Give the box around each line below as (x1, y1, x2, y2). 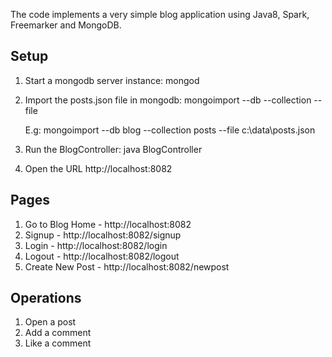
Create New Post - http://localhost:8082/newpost (24, 260, 230, 273)
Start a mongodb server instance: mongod (24, 74, 200, 86)
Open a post (24, 316, 77, 328)
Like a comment (24, 337, 92, 349)
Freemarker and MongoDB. (10, 19, 122, 31)
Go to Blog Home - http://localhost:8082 (24, 218, 192, 230)
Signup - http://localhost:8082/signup (24, 229, 182, 241)
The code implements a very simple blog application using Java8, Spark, (10, 9, 310, 20)
